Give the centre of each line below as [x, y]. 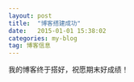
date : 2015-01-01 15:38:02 [57, 31]
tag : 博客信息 [29, 46]
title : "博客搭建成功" [44, 23]
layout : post [30, 16]
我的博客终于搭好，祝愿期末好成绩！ [69, 70]
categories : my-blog [43, 38]
